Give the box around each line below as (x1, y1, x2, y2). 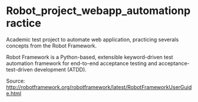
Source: (6, 77, 25, 84)
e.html (6, 90, 22, 97)
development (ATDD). (34, 66, 87, 73)
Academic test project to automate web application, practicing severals (6, 36, 179, 43)
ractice (6, 16, 41, 30)
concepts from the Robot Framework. (6, 42, 97, 49)
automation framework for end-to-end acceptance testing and (6, 60, 157, 67)
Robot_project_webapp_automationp (6, 4, 191, 18)
